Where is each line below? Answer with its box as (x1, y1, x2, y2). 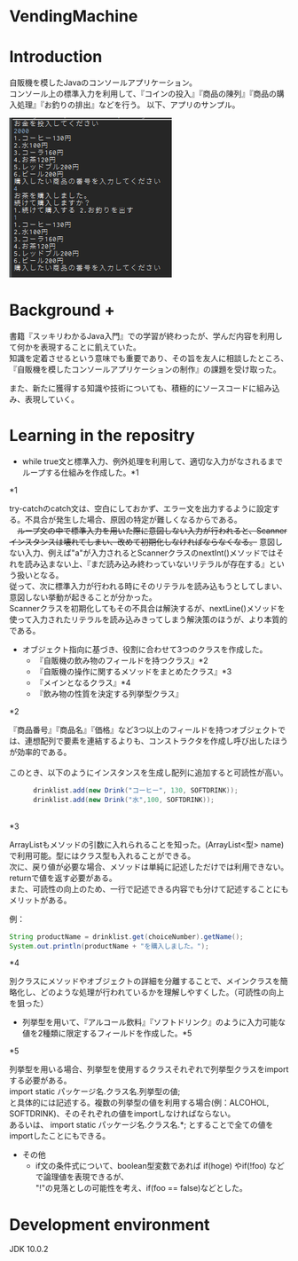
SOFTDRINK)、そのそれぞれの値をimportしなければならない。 (9, 1108, 236, 1119)
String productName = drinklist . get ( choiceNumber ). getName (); (9, 932, 244, 942)
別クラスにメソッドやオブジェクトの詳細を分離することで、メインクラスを (9, 976, 281, 987)
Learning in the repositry (9, 426, 195, 445)
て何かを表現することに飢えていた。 (9, 342, 142, 352)
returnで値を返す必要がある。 (9, 872, 117, 883)
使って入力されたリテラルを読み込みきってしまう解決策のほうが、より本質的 (9, 614, 288, 625)
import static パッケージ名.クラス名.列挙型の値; (9, 1086, 181, 1097)
